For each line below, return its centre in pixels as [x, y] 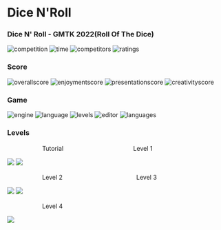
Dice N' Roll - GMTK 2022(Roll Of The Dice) [81, 34]
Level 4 [53, 206]
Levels [18, 133]
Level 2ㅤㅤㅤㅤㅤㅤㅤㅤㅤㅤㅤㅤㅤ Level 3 [99, 178]
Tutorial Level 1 [97, 149]
